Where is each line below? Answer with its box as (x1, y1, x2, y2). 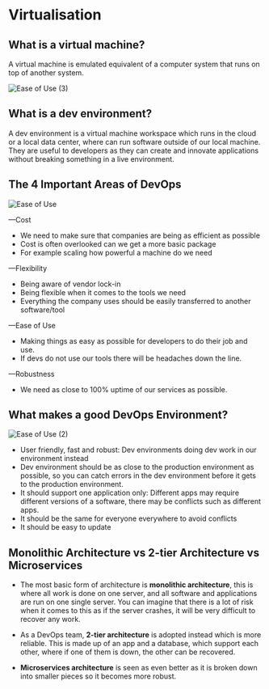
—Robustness (8, 369, 55, 378)
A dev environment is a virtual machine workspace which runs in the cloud (8, 128, 257, 138)
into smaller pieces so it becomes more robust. (19, 671, 177, 681)
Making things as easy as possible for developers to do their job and (19, 336, 248, 345)
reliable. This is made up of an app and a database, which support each (19, 639, 259, 649)
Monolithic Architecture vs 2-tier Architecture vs (8, 546, 260, 560)
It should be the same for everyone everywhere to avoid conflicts (19, 514, 237, 523)
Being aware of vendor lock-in (19, 279, 121, 289)
